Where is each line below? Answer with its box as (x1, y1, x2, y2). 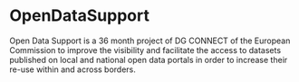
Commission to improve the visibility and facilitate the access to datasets (9, 44, 282, 55)
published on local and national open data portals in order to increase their (9, 54, 288, 65)
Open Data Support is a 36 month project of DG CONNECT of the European (9, 35, 291, 46)
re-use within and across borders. (9, 64, 136, 75)
